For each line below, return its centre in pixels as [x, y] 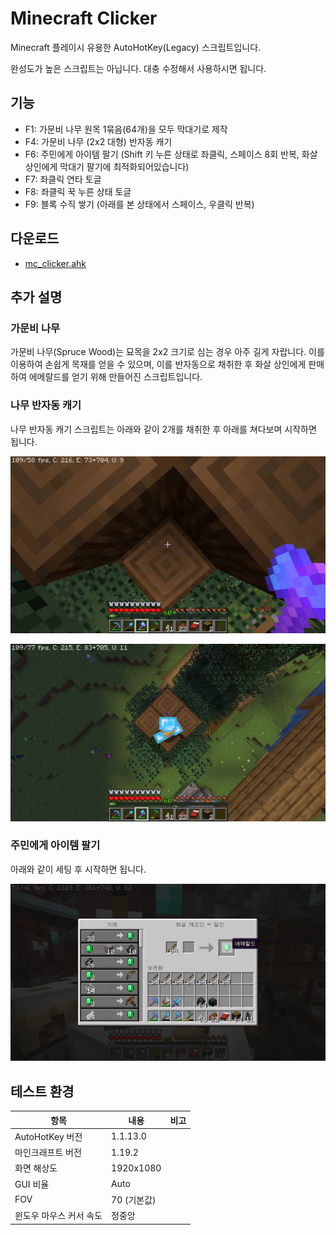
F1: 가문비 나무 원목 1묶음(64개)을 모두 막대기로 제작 [126, 129]
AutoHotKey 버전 [48, 1136]
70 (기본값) [134, 1199]
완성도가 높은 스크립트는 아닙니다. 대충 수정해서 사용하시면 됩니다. [138, 68]
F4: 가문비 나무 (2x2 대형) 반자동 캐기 [98, 141]
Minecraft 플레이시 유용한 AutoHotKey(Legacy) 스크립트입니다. [136, 47]
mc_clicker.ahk [55, 263]
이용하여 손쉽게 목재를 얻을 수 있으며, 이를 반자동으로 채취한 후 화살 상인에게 [158, 364]
